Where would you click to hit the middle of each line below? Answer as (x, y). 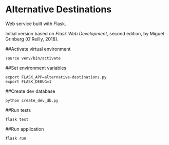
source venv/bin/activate (33, 58)
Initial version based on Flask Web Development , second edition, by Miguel (85, 33)
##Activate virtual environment (38, 49)
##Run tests (18, 110)
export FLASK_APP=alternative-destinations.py (56, 77)
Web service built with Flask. (36, 24)
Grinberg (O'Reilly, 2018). (32, 39)
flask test (17, 119)
